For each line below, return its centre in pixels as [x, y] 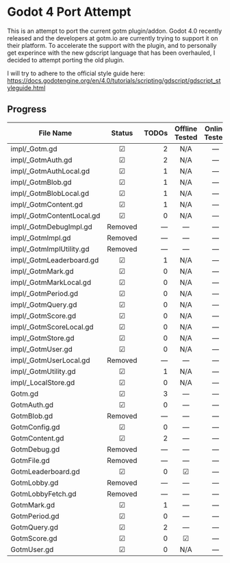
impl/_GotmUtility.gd [43, 371]
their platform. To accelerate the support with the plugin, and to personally [112, 45]
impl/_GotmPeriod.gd [44, 293]
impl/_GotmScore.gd [43, 316]
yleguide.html [26, 88]
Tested [186, 137]
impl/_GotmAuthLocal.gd [50, 171]
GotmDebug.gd [35, 449]
